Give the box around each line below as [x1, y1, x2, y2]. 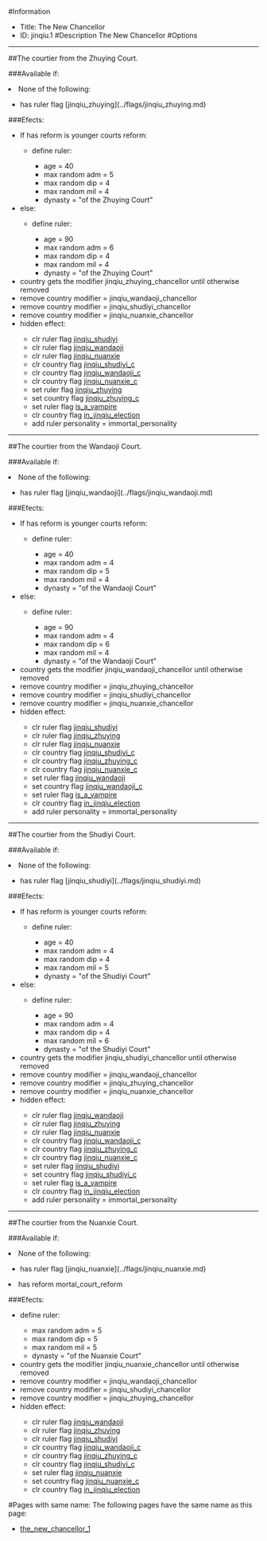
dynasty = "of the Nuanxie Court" [31, 1351, 141, 1361]
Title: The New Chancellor [19, 22, 106, 31]
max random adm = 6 [43, 243, 114, 252]
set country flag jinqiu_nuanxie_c [31, 1477, 140, 1485]
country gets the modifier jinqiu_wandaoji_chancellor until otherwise [19, 665, 243, 674]
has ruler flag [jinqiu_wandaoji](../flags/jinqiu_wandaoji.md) [19, 488, 213, 497]
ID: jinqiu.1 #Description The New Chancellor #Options [19, 31, 198, 40]
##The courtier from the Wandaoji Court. [8, 441, 142, 451]
